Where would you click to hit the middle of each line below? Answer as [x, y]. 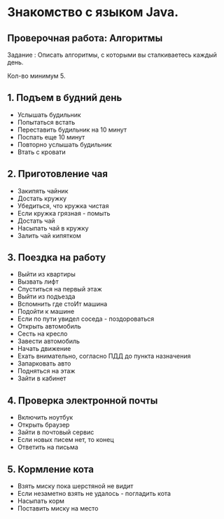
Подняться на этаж [46, 371]
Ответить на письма [48, 447]
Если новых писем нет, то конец [65, 440]
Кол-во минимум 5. [36, 76]
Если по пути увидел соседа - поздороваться [86, 319]
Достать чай [36, 221]
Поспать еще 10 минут [51, 137]
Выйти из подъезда [46, 297]
